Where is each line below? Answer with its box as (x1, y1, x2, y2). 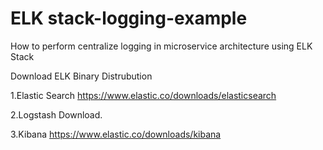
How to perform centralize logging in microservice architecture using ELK (10, 40, 313, 52)
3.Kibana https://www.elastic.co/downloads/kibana (10, 128, 222, 140)
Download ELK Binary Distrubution (10, 70, 153, 82)
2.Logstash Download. (10, 108, 103, 121)
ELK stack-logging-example (10, 7, 248, 30)
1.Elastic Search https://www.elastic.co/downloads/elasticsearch (10, 89, 277, 101)
